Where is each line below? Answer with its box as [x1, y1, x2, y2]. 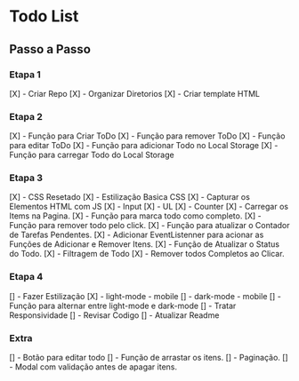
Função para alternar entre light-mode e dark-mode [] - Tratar [9, 300, 237, 311]
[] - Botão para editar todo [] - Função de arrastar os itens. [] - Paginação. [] [9, 353, 288, 363]
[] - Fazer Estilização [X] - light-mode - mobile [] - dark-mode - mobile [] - [9, 290, 282, 301]
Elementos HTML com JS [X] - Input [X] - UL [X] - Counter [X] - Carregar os [9, 202, 289, 212]
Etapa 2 [9, 110, 43, 123]
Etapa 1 [9, 68, 42, 81]
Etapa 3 [9, 171, 43, 184]
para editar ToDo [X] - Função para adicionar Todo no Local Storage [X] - [9, 140, 279, 151]
